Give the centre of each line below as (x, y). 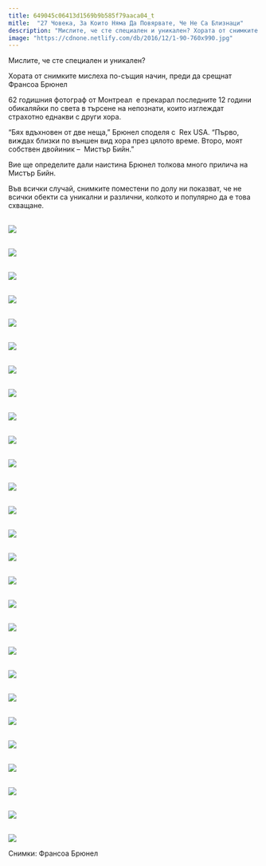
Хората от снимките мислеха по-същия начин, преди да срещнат (120, 76)
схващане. (26, 206)
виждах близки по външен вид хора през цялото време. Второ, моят (125, 141)
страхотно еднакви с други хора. (65, 117)
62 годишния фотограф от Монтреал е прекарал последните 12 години (130, 100)
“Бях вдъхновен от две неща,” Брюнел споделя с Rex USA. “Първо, (124, 132)
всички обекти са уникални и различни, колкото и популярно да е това (129, 197)
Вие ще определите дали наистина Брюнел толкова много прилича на (128, 165)
